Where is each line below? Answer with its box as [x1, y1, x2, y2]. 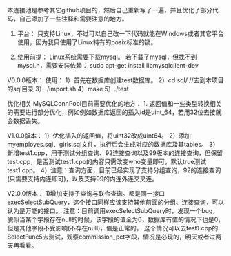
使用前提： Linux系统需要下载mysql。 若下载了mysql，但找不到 [17, 53, 197, 61]
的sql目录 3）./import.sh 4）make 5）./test [7, 85, 129, 93]
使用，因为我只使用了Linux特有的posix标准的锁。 [17, 38, 157, 46]
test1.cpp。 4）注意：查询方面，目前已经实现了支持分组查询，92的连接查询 [7, 166, 221, 174]
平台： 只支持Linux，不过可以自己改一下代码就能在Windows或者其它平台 [17, 30, 224, 37]
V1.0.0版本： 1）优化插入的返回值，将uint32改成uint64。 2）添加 [7, 131, 192, 140]
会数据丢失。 [7, 117, 43, 125]
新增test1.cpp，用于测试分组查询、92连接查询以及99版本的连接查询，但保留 [7, 149, 223, 157]
